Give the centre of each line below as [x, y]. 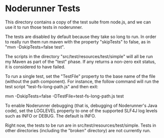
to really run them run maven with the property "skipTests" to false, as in [78, 41]
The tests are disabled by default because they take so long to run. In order [81, 37]
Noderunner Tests [43, 9]
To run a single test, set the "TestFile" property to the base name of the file [80, 76]
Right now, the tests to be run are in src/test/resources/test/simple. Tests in [81, 125]
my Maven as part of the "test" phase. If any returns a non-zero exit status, [81, 61]
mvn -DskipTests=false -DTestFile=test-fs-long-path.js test [64, 96]
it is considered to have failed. [35, 67]
